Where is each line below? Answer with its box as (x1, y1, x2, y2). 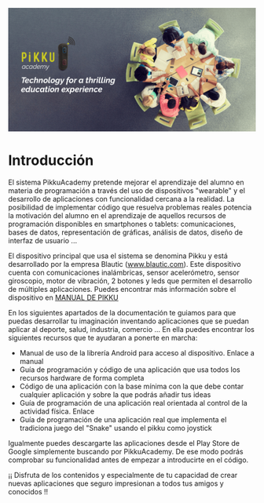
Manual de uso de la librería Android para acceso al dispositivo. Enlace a (19, 348, 255, 357)
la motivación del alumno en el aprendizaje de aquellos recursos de (8, 210, 226, 220)
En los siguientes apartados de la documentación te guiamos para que (8, 308, 236, 317)
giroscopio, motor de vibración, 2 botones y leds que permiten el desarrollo (8, 275, 253, 286)
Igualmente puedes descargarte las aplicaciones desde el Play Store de (8, 438, 240, 447)
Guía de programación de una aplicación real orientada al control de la (19, 398, 247, 407)
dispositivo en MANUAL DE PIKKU (8, 293, 119, 302)
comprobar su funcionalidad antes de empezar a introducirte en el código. (8, 455, 249, 465)
